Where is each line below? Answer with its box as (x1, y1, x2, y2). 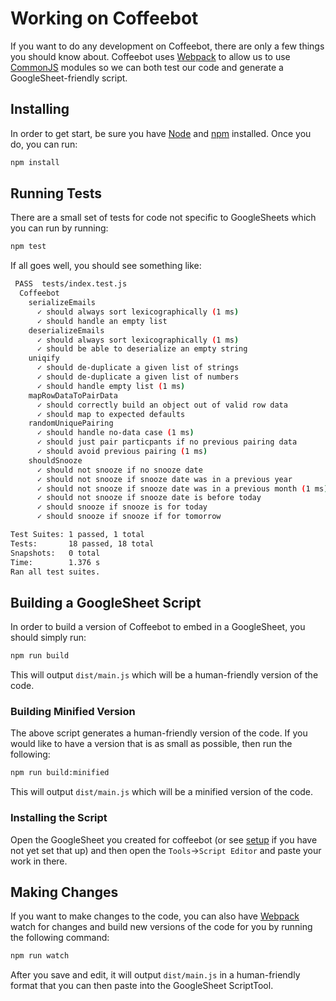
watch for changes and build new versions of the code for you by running (10, 921, 313, 933)
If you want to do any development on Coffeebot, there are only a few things (10, 40, 325, 52)
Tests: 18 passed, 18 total (10, 538, 155, 549)
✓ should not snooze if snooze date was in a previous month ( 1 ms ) (36, 483, 329, 494)
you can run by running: (10, 222, 109, 234)
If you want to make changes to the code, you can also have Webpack (10, 910, 300, 922)
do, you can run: (10, 138, 78, 150)
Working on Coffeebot (10, 7, 199, 30)
